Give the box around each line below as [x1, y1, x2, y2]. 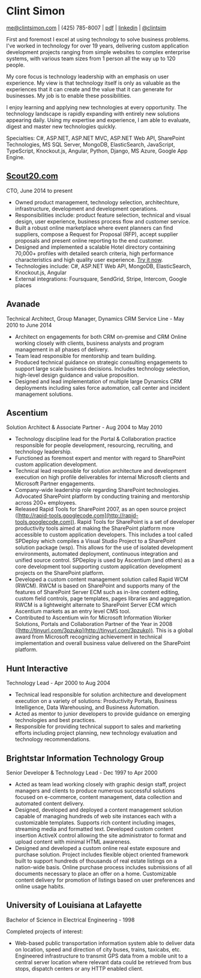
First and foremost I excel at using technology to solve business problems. [6, 35, 190, 43]
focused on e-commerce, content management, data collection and [14, 794, 182, 800]
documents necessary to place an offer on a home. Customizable [14, 870, 177, 877]
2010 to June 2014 [6, 321, 52, 329]
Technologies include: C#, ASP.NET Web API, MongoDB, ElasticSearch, [14, 263, 192, 270]
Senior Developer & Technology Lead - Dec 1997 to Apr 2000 [6, 769, 158, 776]
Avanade [6, 299, 40, 309]
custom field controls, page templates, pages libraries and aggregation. [14, 595, 192, 602]
